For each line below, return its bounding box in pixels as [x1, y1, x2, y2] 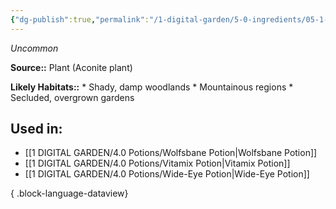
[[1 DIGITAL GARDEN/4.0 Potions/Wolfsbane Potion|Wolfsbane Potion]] [24, 147, 318, 159]
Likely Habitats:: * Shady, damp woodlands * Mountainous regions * [10, 81, 294, 93]
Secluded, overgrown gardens [10, 91, 135, 103]
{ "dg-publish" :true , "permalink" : [10, 14, 150, 25]
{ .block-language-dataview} [10, 187, 129, 200]
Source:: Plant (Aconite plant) [10, 61, 133, 73]
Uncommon [10, 42, 59, 54]
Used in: [10, 121, 63, 138]
